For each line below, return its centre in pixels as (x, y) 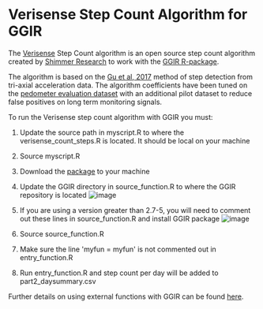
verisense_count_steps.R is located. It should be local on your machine (135, 140)
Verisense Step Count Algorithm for (128, 15)
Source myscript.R (50, 156)
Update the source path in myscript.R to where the (101, 132)
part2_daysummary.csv (58, 281)
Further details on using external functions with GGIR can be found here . (126, 296)
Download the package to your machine (85, 171)
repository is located (53, 195)
